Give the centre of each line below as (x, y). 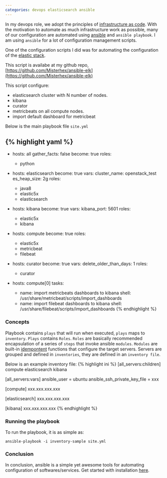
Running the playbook (32, 421)
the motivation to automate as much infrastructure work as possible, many (82, 29)
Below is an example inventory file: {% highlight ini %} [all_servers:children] (83, 364)
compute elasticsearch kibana (36, 369)
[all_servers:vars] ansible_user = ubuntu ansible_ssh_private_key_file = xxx (82, 379)
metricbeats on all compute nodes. (48, 111)
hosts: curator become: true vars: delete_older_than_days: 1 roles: (80, 264)
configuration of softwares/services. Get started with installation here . (77, 470)
